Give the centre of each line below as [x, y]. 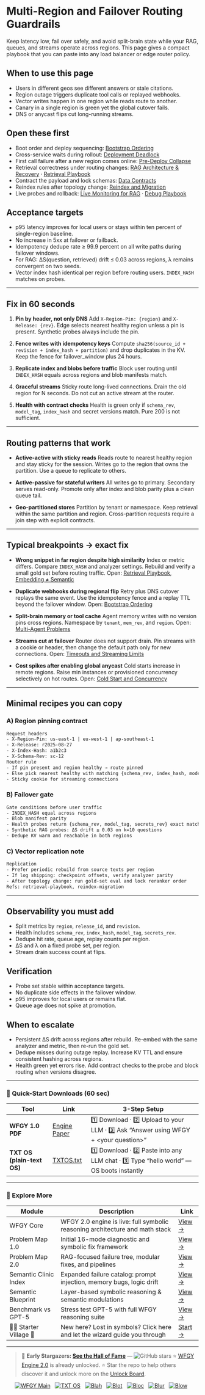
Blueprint [22, 1299]
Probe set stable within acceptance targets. [70, 986]
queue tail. [28, 495]
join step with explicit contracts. [55, 520]
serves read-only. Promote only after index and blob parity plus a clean [104, 489]
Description [117, 1211]
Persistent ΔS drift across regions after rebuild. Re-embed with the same [106, 1040]
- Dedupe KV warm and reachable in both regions [69, 836]
